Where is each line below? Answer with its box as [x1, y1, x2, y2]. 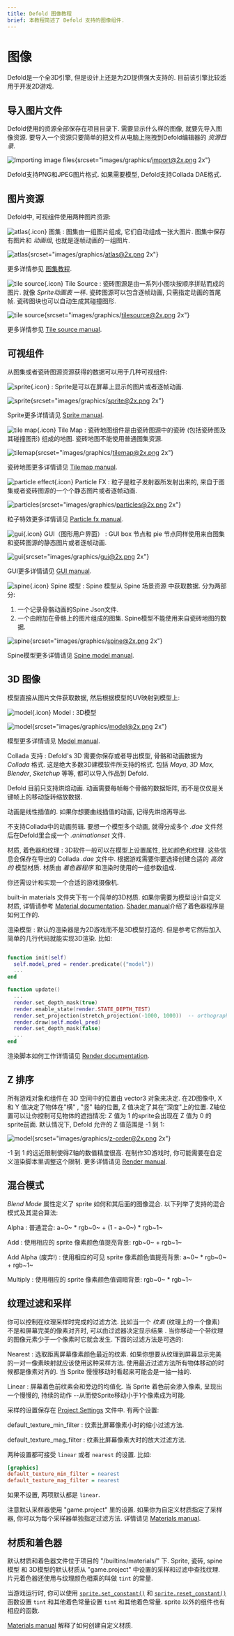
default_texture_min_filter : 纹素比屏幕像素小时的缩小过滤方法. [7, 1420, 185, 1429]
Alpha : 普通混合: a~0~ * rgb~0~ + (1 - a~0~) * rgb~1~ [7, 1223, 164, 1231]
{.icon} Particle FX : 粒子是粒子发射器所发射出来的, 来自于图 [54, 477, 225, 486]
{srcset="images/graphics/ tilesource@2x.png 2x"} [44, 311, 190, 319]
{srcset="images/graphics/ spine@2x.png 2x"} [29, 637, 163, 645]
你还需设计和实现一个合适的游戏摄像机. [7, 878, 120, 886]
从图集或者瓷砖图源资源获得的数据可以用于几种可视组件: [7, 368, 169, 376]
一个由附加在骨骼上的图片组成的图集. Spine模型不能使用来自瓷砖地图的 [17, 614, 221, 622]
